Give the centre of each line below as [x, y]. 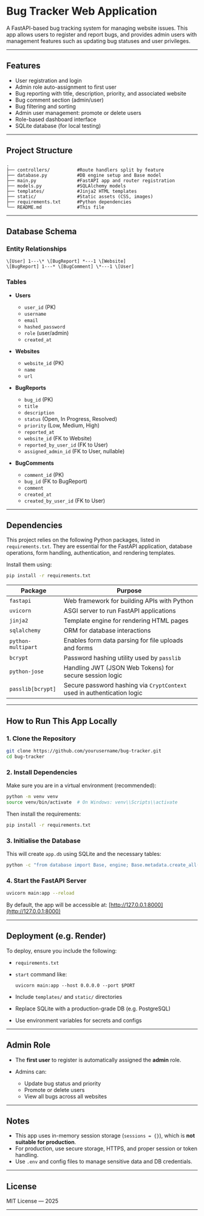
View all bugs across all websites [66, 1096]
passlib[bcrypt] [33, 689]
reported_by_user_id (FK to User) [66, 445]
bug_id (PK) [39, 399]
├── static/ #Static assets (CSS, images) [80, 196]
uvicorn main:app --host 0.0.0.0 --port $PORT [75, 985]
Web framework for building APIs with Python [128, 601]
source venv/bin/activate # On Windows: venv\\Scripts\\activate [92, 802]
